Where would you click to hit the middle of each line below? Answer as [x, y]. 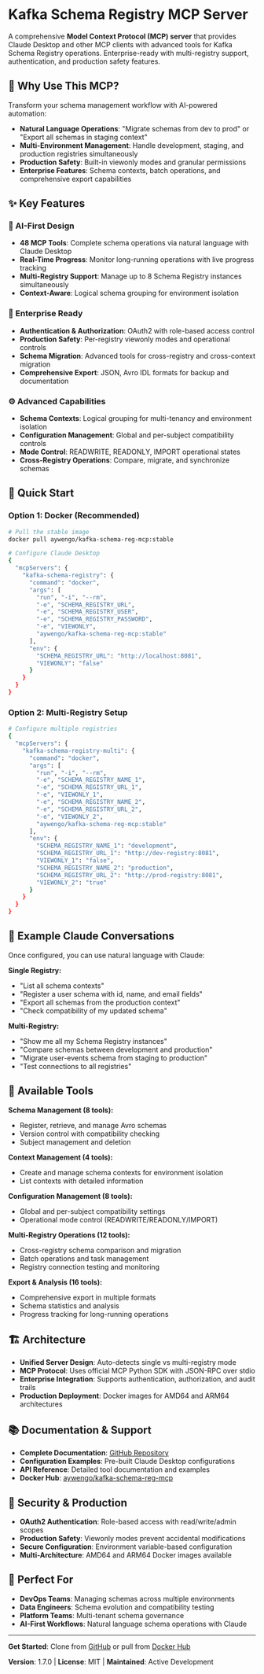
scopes [31, 1530]
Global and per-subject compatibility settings [92, 1211]
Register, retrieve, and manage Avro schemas [93, 1125]
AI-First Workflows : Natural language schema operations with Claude [133, 1624]
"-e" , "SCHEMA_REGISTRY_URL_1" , [90, 787]
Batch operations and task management [84, 1258]
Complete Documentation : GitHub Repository [94, 1453]
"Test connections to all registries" [75, 1066]
